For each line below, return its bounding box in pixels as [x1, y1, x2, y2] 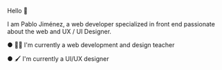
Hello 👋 [7, 7, 28, 15]
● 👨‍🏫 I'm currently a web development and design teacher [7, 41, 175, 49]
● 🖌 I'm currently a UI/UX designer [7, 55, 109, 62]
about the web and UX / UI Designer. [7, 28, 112, 35]
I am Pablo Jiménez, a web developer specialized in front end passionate [7, 20, 216, 28]
